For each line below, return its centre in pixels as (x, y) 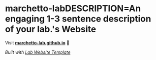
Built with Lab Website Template (38, 52)
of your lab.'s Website (51, 29)
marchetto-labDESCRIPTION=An (73, 9)
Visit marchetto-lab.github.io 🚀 (37, 42)
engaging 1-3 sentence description (78, 19)
